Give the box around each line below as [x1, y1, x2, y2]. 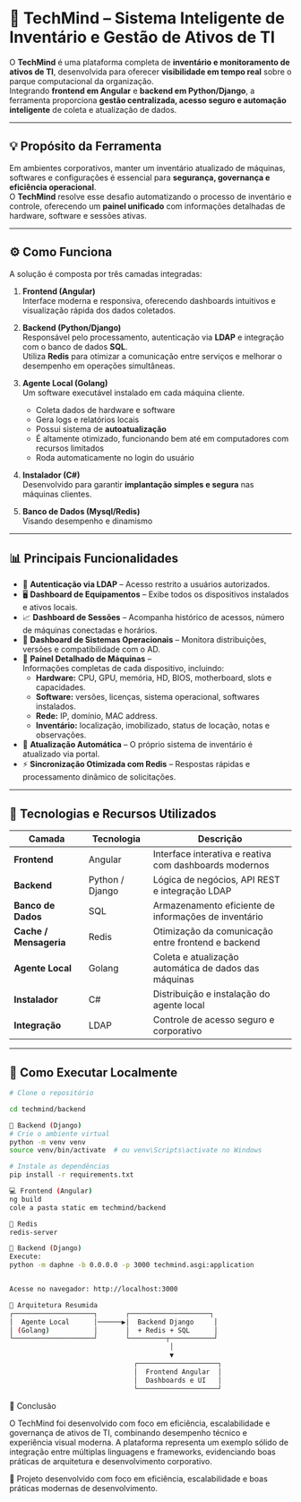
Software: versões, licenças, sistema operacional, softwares [35, 692, 260, 703]
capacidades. [35, 682, 87, 693]
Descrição [197, 833, 243, 845]
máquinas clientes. [21, 488, 92, 499]
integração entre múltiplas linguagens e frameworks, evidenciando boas [9, 1446, 276, 1457]
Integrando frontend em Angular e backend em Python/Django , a [9, 85, 255, 96]
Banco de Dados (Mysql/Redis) [21, 505, 141, 516]
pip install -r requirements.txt [9, 1170, 134, 1179]
